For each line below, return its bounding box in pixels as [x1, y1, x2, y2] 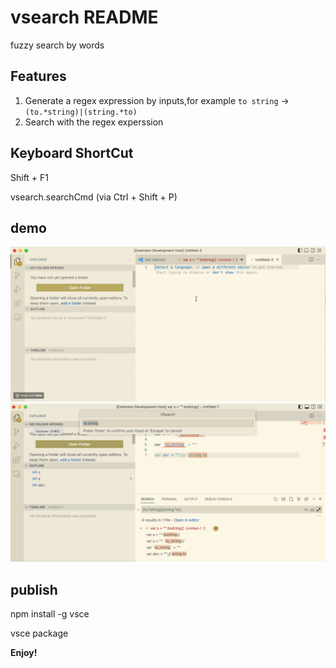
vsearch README [10, 6, 159, 29]
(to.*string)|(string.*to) [24, 107, 138, 117]
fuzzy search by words [10, 39, 105, 51]
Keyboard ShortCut [10, 145, 134, 162]
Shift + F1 [10, 171, 50, 183]
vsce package [10, 627, 69, 640]
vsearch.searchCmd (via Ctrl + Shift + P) [10, 191, 178, 203]
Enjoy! [10, 647, 38, 659]
